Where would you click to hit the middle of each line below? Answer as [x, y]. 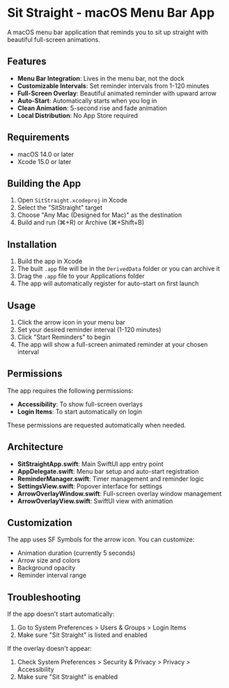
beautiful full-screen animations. [54, 39]
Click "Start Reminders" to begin [64, 337]
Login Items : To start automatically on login [80, 411]
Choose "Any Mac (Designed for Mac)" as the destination [100, 215]
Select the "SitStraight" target [60, 208]
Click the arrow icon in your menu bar [71, 322]
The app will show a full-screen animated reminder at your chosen [112, 344]
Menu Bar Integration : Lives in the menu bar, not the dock [101, 78]
